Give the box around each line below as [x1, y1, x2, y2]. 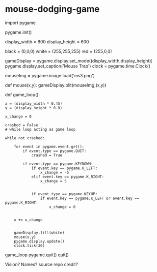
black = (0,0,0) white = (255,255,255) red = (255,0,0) [5, 48, 112, 54]
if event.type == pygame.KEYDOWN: [23, 161, 93, 166]
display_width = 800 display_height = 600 [5, 38, 89, 45]
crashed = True [31, 152, 63, 158]
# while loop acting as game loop [5, 127, 76, 132]
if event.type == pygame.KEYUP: [31, 191, 98, 196]
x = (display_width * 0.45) [5, 101, 63, 106]
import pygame [5, 20, 36, 26]
